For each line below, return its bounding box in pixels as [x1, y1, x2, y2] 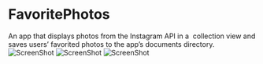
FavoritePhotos [8, 5, 110, 23]
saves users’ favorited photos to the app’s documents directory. [8, 39, 215, 48]
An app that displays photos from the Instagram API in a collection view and [8, 31, 256, 41]
